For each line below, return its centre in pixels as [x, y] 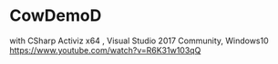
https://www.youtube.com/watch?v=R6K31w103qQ [105, 50]
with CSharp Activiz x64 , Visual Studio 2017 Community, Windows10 [139, 41]
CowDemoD [56, 16]
